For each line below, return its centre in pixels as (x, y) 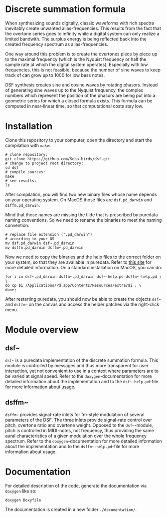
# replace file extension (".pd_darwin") (49, 234)
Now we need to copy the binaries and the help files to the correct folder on (83, 257)
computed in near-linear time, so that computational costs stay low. (74, 106)
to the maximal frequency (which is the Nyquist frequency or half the (76, 59)
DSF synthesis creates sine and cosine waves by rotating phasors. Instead (82, 85)
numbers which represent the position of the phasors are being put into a (80, 95)
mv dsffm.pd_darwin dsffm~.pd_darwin (44, 248)
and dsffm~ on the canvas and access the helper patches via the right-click (82, 304)
